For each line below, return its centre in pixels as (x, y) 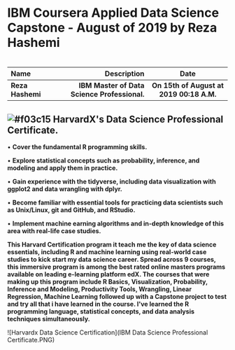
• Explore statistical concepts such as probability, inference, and (104, 161)
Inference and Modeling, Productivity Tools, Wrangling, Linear (100, 289)
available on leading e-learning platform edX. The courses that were (108, 274)
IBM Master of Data (112, 85)
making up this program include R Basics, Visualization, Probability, (107, 282)
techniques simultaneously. (49, 319)
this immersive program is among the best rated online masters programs (116, 267)
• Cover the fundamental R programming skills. (77, 147)
